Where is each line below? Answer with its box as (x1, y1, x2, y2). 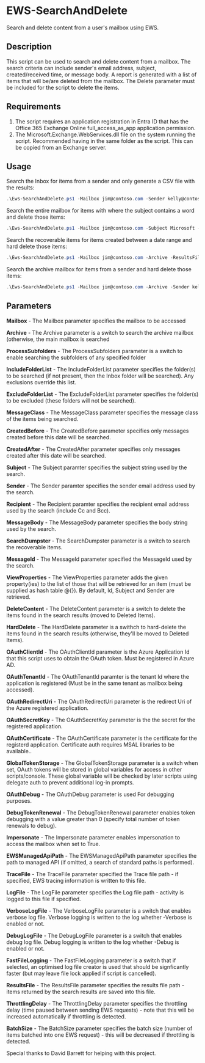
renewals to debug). (6, 822, 57, 829)
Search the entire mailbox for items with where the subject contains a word (6, 207, 195, 214)
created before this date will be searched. (6, 433, 111, 440)
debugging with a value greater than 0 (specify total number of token (6, 815, 180, 822)
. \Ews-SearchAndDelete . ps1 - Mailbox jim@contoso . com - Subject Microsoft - (6, 225, 201, 232)
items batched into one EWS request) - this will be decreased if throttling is (6, 1031, 195, 1039)
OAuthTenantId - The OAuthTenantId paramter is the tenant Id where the (6, 673, 189, 680)
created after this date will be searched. (6, 451, 107, 459)
